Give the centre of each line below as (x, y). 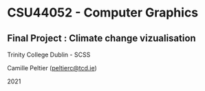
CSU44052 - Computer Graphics (103, 13)
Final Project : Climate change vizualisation (101, 38)
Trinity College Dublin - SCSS (49, 54)
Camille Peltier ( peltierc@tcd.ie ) (52, 68)
